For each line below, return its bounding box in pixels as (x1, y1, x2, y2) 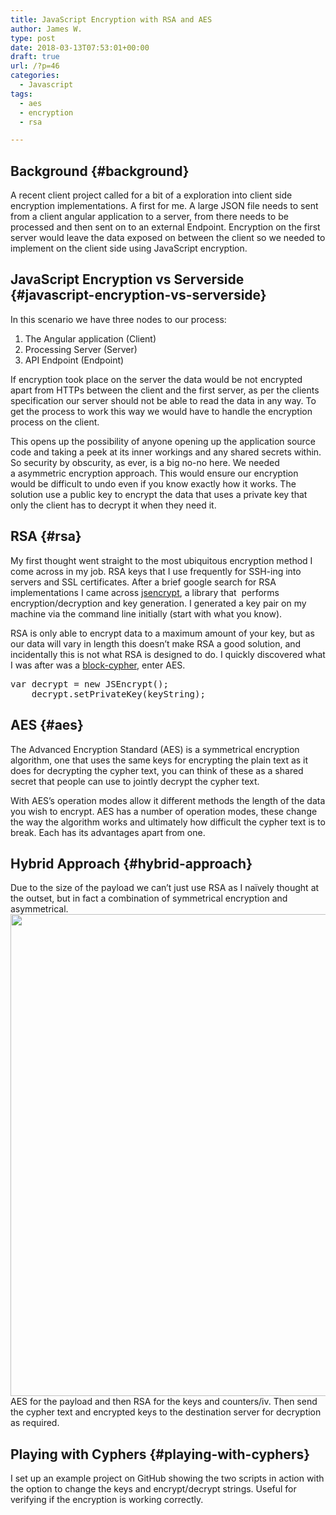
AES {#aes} (10, 717, 84, 734)
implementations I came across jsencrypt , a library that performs (10, 586, 280, 598)
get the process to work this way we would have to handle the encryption (10, 405, 313, 417)
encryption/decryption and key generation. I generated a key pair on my (10, 597, 307, 609)
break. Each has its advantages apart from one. (10, 826, 206, 838)
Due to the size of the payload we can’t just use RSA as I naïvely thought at (10, 882, 320, 894)
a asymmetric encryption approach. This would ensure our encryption (10, 467, 299, 479)
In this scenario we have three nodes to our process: (10, 313, 227, 325)
